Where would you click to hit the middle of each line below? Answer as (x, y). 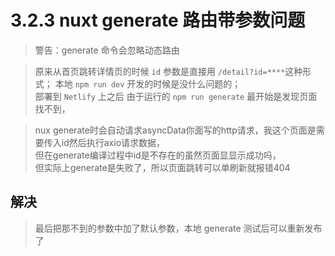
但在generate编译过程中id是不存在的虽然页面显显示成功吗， (158, 155)
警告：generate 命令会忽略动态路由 (107, 50)
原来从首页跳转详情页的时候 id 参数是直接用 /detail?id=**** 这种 (168, 71)
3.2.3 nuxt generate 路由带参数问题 (158, 20)
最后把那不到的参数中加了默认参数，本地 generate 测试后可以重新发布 (178, 228)
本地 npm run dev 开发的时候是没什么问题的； (148, 83)
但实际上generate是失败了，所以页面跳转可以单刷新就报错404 (162, 167)
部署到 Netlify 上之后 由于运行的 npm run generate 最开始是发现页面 (176, 96)
